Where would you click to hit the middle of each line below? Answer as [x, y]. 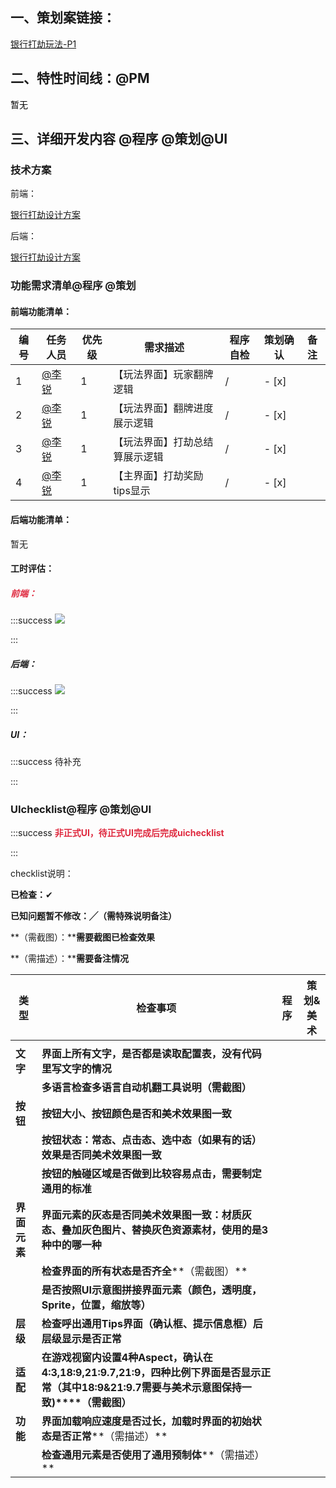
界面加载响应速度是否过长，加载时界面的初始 [146, 1421]
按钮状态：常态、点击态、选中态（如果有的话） [151, 1140]
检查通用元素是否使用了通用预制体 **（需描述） [153, 1455]
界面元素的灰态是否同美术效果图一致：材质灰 [146, 1215]
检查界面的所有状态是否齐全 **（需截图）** [144, 1271]
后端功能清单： [41, 520]
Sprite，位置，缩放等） [96, 1305]
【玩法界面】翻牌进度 [163, 408]
